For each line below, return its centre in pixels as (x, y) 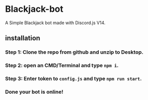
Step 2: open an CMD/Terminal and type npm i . (62, 66)
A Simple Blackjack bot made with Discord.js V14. (55, 23)
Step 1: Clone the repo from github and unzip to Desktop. (74, 52)
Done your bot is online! (34, 92)
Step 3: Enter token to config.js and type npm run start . (74, 79)
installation (23, 38)
